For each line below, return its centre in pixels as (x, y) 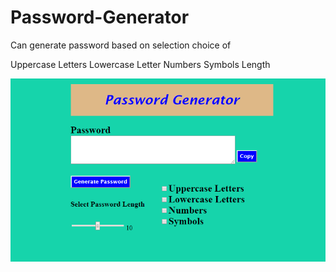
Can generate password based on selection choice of (121, 45)
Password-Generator (100, 17)
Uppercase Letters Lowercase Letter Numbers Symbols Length (140, 64)
